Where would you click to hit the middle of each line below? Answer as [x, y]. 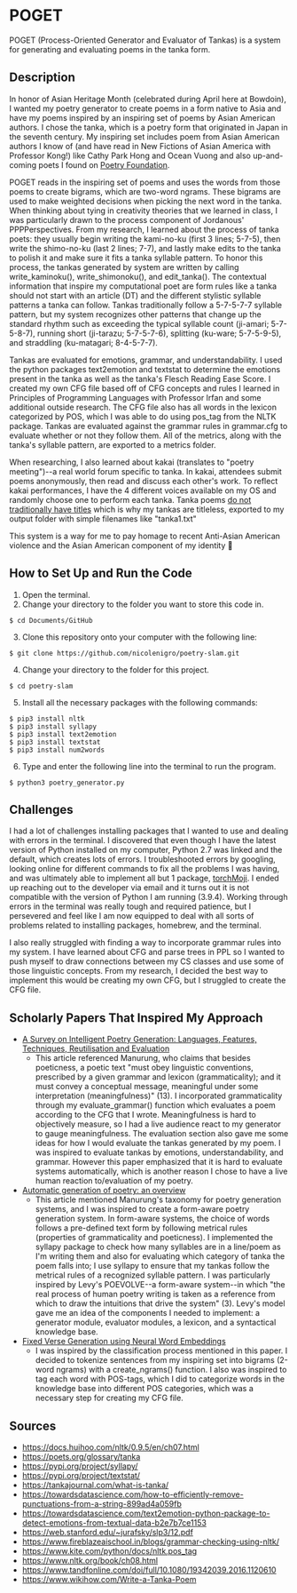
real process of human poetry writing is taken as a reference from [155, 1294]
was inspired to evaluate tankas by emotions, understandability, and [159, 1152]
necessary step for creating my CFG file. [109, 1398]
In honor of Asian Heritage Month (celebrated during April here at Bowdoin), [148, 99]
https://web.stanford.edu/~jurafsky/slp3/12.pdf [107, 1532]
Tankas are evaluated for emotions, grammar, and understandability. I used [146, 360]
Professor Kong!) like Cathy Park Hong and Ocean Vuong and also [130, 155]
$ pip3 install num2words [57, 750]
